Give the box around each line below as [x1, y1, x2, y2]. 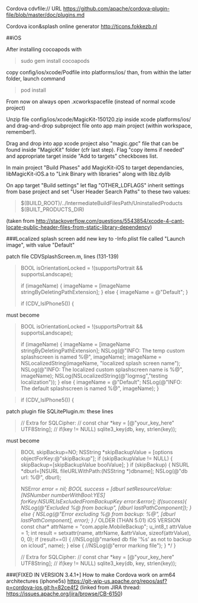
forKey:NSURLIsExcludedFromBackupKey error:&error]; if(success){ [20, 498, 187, 505]
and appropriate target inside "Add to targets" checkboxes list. [6, 152, 158, 159]
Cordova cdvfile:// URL [6, 5, 62, 12]
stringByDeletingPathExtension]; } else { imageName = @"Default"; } [20, 289, 189, 295]
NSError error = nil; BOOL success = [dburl [20, 486, 125, 492]
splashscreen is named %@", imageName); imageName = [20, 353, 162, 360]
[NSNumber [20, 492, 50, 499]
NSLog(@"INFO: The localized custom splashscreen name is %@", [20, 366, 184, 373]
